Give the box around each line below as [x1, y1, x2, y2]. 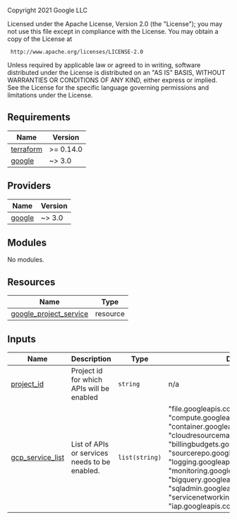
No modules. [7, 255, 44, 264]
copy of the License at [7, 35, 73, 43]
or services [71, 449, 109, 458]
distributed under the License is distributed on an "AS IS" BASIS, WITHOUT [7, 69, 226, 76]
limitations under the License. [7, 91, 93, 99]
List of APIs [71, 439, 109, 449]
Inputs [7, 333, 37, 345]
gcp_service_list [11, 453, 65, 463]
